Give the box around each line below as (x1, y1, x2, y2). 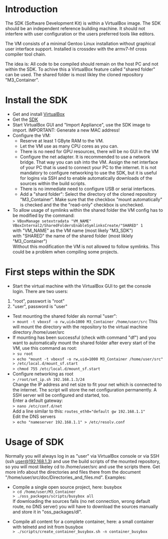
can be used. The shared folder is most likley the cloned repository (5, 71, 144, 77)
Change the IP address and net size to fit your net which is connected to (12, 381, 162, 387)
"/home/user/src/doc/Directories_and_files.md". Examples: (5, 474, 126, 480)
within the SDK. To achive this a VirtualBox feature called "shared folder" (5, 66, 155, 72)
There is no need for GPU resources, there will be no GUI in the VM (20, 148, 159, 154)
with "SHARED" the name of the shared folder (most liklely (12, 232, 133, 239)
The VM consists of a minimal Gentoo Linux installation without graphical (5, 40, 155, 46)
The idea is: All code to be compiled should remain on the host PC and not (5, 61, 159, 67)
